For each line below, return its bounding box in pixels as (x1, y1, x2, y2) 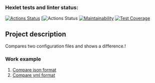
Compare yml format (12, 72, 55, 78)
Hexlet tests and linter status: (5, 4, 78, 11)
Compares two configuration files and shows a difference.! (5, 43, 126, 49)
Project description (5, 29, 66, 38)
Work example (5, 55, 41, 62)
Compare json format (12, 67, 56, 73)
